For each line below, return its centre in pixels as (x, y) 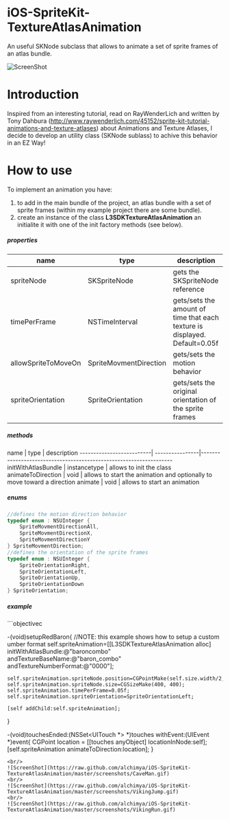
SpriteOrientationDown (52, 585)
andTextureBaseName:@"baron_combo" (64, 659)
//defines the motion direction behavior (67, 514)
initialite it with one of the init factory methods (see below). (100, 224)
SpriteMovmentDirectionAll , (59, 527)
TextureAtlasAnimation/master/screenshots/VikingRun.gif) (91, 810)
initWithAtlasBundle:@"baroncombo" (59, 652)
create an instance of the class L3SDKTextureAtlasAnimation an (109, 217)
